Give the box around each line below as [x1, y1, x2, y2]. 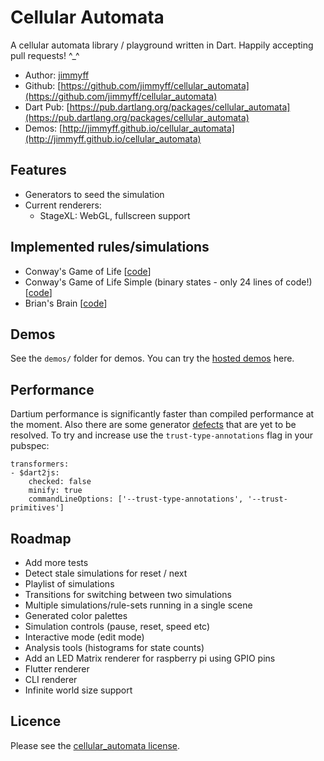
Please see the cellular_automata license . [10, 739, 181, 751]
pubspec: [10, 440, 50, 452]
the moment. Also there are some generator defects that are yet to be [10, 419, 297, 431]
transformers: [10, 459, 70, 470]
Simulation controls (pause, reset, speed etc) [24, 621, 211, 632]
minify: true [28, 486, 83, 496]
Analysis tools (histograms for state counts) [24, 642, 205, 653]
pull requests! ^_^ [10, 49, 80, 61]
